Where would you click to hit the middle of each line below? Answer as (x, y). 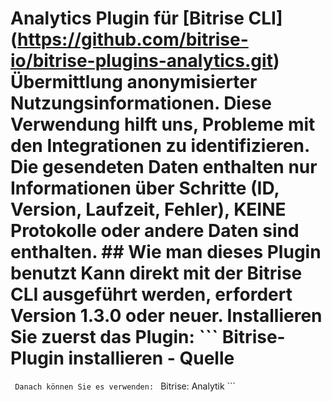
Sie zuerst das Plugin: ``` (114, 337)
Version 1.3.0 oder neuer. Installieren (166, 316)
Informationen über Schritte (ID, (145, 188)
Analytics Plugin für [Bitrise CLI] (146, 18)
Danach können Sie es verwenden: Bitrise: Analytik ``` (125, 386)
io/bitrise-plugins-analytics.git (141, 61)
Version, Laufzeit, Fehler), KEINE (148, 209)
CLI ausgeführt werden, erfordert (151, 294)
